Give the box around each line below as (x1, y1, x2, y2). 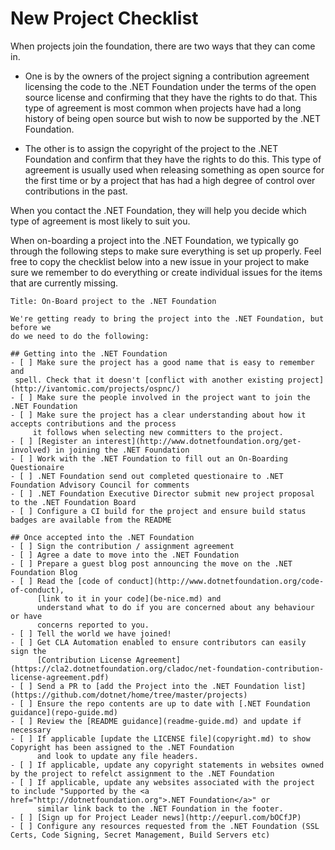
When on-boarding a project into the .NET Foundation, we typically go (10, 234, 299, 246)
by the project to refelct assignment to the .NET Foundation (10, 768, 275, 779)
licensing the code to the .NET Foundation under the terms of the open (24, 80, 317, 92)
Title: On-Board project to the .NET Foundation (10, 296, 217, 306)
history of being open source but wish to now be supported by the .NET (24, 112, 321, 124)
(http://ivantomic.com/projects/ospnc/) (10, 383, 182, 394)
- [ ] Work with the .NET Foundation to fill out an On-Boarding (10, 453, 288, 464)
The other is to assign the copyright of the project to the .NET (24, 142, 279, 154)
